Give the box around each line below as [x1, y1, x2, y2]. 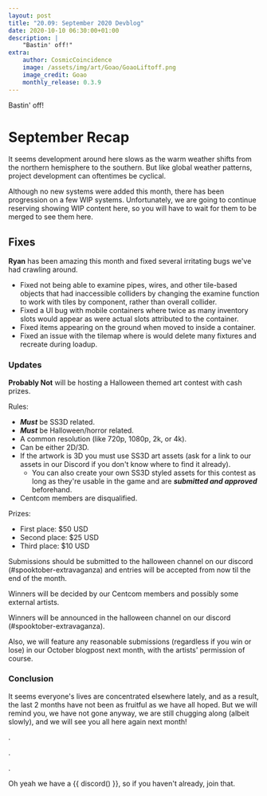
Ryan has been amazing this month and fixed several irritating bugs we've [8, 257, 252, 266]
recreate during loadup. [19, 339, 98, 349]
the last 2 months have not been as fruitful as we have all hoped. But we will [8, 700, 257, 709]
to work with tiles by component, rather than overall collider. [19, 297, 218, 307]
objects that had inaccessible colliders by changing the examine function [19, 288, 260, 299]
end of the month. [8, 573, 68, 582]
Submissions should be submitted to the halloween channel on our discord [8, 556, 253, 566]
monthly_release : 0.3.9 [22, 78, 102, 86]
